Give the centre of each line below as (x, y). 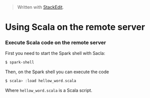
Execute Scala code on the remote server (56, 43)
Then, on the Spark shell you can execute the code (57, 72)
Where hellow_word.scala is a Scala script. (49, 91)
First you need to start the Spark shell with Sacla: (55, 53)
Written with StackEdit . (41, 7)
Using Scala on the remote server (75, 27)
